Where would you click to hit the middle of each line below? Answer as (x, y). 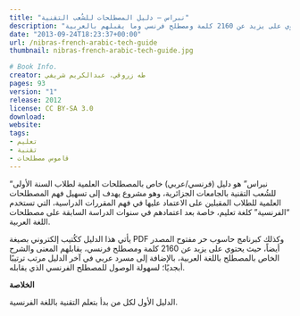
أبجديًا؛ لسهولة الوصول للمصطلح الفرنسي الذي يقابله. (97, 267)
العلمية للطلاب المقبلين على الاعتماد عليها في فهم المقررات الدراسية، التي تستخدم (145, 203)
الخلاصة (22, 284)
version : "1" (33, 91)
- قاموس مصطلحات (39, 158)
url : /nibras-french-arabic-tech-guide (83, 42)
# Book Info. (33, 67)
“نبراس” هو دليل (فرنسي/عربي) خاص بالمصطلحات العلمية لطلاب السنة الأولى (138, 183)
